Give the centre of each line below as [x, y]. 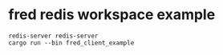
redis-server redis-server [53, 36]
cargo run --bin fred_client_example [71, 43]
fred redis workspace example [112, 15]
